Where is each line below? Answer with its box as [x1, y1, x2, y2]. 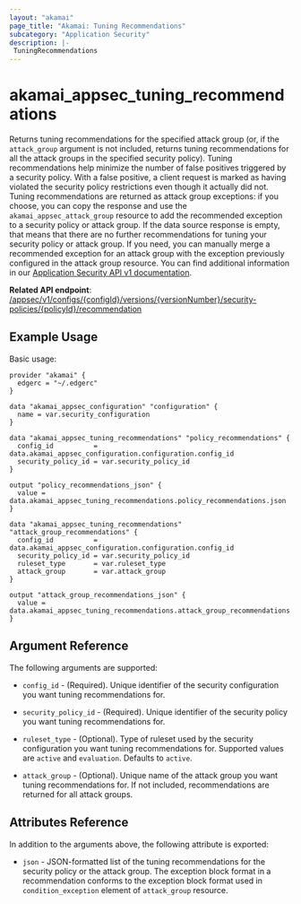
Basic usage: [9, 353, 57, 364]
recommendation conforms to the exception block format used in [21, 875, 262, 886]
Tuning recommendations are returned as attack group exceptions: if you [9, 191, 279, 202]
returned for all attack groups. [21, 788, 133, 799]
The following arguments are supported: [9, 662, 159, 673]
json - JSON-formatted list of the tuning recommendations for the [21, 856, 266, 866]
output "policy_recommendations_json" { [9, 481, 163, 490]
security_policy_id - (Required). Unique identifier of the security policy [21, 706, 288, 717]
